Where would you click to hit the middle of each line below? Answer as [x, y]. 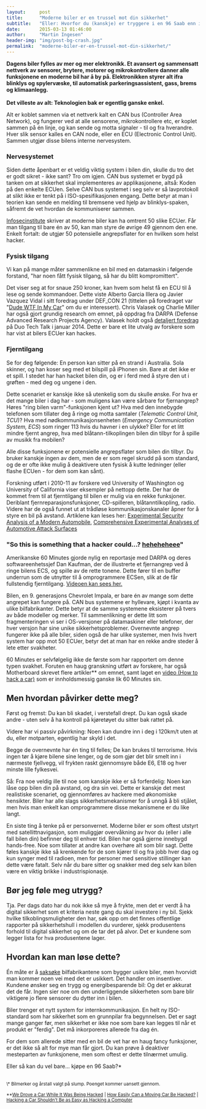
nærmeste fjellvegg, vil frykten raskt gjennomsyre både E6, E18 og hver [97, 763]
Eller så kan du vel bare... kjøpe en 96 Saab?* [64, 1066]
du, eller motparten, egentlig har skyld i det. [62, 738]
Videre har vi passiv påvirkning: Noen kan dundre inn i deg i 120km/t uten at [102, 731]
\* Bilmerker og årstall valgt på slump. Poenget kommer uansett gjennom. [83, 1084]
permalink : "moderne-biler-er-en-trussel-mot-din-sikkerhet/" [89, 47]
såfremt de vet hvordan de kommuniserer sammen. [71, 209]
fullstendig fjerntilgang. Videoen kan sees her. [64, 584]
